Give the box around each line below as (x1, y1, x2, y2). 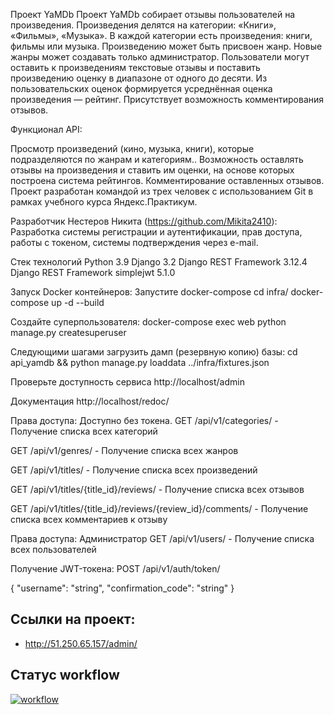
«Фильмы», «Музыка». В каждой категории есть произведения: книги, (10, 30, 313, 41)
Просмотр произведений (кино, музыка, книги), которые (10, 143, 255, 154)
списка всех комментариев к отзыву (10, 514, 168, 525)
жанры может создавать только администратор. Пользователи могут (10, 51, 310, 63)
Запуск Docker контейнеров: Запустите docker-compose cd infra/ (10, 286, 289, 298)
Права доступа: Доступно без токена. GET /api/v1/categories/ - (10, 415, 279, 426)
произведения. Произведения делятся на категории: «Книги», (10, 19, 277, 31)
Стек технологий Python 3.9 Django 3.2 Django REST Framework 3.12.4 (10, 256, 308, 268)
